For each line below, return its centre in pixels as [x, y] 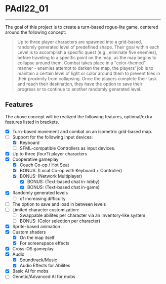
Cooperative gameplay [35, 159]
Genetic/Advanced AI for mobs [44, 277]
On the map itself [37, 237]
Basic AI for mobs [30, 271]
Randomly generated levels [40, 193]
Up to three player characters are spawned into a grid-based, [80, 42]
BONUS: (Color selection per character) [60, 221]
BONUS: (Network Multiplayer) [51, 176]
